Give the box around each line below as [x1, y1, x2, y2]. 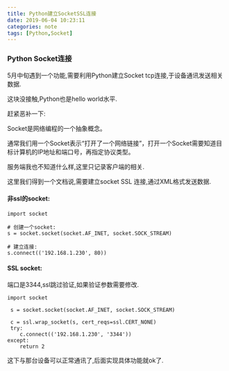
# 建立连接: [7, 243, 38, 251]
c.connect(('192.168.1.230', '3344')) [19, 331, 132, 338]
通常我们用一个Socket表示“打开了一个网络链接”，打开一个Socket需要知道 [7, 139, 217, 147]
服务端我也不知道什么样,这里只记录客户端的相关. [7, 162, 145, 171]
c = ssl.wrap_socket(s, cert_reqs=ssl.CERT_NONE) [10, 318, 157, 326]
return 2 [19, 342, 45, 350]
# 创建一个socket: [7, 223, 56, 230]
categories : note [7, 23, 58, 30]
